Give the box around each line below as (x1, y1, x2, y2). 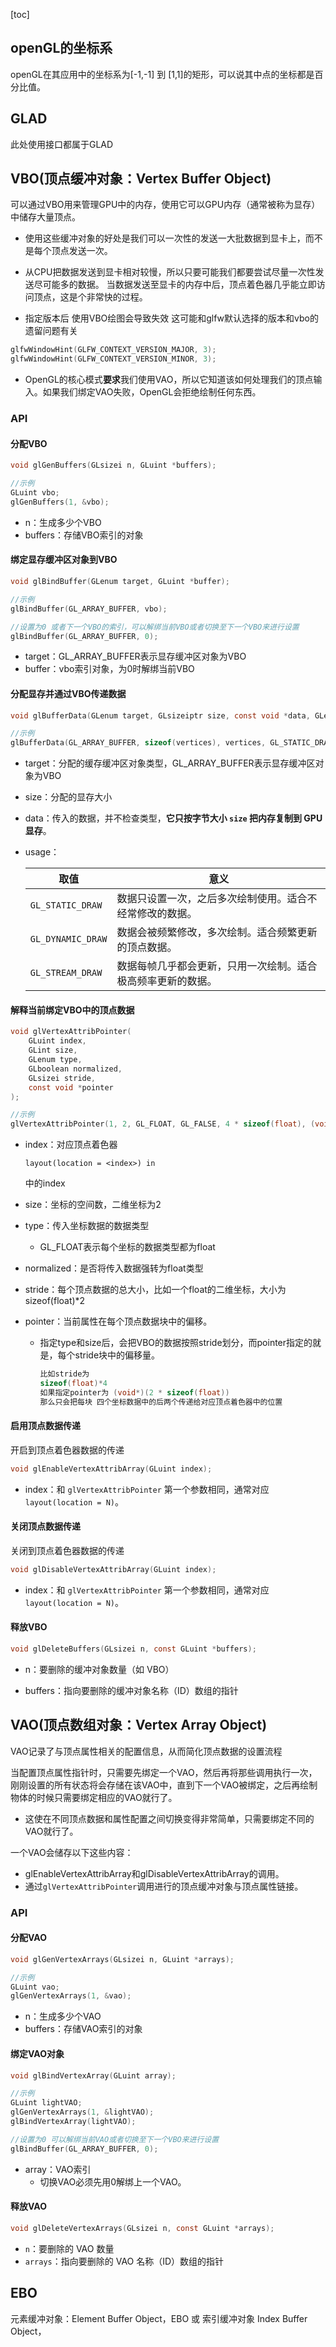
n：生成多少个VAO (24, 2010, 102, 2023)
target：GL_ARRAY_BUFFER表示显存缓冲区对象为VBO (24, 650, 247, 663)
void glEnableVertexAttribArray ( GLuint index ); (10, 1464, 213, 1474)
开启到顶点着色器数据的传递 (10, 1444, 125, 1456)
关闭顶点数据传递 (10, 1520, 81, 1533)
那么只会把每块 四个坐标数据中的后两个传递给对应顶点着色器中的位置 (39, 1397, 283, 1407)
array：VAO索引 (24, 2163, 92, 2175)
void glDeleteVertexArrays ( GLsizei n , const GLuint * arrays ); (10, 2223, 275, 2233)
